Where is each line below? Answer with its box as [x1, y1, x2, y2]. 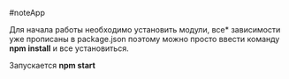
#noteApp [9, 8, 46, 18]
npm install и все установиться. [9, 43, 130, 54]
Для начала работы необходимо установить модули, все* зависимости [9, 25, 281, 34]
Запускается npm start [9, 61, 95, 70]
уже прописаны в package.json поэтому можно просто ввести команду [9, 34, 280, 44]
